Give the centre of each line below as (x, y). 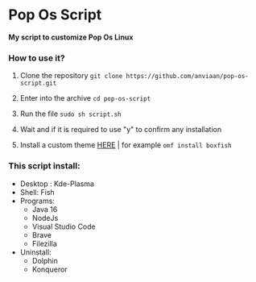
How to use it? (37, 58)
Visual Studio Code (64, 226)
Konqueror (50, 269)
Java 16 (45, 209)
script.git (38, 83)
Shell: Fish (37, 192)
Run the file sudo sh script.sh (71, 114)
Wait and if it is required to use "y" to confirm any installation (121, 130)
